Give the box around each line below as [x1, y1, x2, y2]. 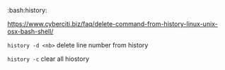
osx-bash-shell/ [7, 28, 54, 35]
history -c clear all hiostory [7, 54, 90, 63]
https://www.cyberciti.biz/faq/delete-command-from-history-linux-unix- [7, 20, 218, 28]
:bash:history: [7, 6, 47, 14]
